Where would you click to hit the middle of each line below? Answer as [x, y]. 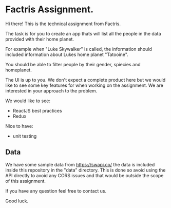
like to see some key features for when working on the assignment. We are [84, 85]
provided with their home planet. [40, 39]
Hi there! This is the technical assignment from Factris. [63, 24]
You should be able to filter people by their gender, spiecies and [73, 64]
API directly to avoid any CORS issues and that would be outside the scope [84, 175]
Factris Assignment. [50, 10]
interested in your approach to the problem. [51, 90]
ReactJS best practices [37, 110]
